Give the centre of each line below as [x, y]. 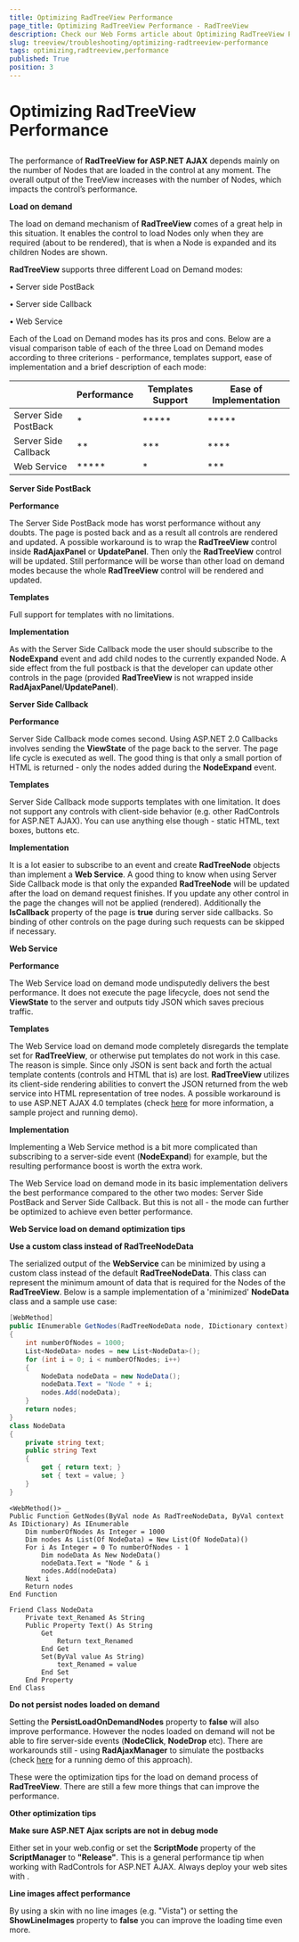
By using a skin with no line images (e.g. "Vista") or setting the [124, 1911]
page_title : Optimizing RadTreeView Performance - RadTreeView [129, 26]
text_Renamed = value [97, 1665]
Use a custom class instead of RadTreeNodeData [101, 1246]
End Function [33, 1594]
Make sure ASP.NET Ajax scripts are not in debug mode [114, 1830]
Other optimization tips [53, 1813]
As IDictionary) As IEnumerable [69, 1524]
